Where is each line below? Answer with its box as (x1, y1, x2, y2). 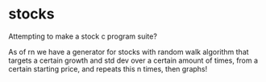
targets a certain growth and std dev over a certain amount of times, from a (8, 55, 259, 65)
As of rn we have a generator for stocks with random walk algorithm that (8, 47, 249, 56)
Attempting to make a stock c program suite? (8, 31, 157, 41)
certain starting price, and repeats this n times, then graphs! (8, 64, 208, 73)
